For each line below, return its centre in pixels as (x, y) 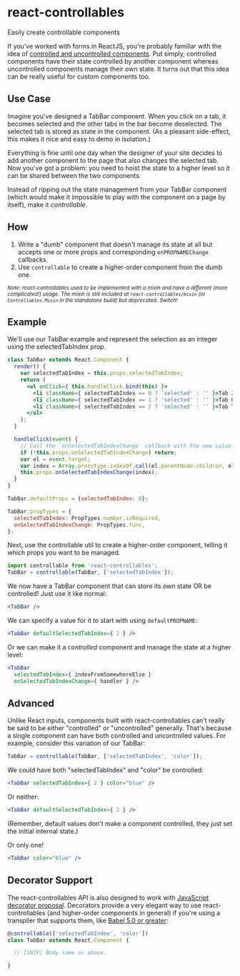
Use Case (29, 99)
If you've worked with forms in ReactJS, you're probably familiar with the (115, 46)
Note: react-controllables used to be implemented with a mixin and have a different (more (117, 288)
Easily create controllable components (64, 32)
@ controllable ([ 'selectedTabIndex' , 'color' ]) (78, 933)
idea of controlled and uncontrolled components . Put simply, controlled (112, 54)
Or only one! (26, 845)
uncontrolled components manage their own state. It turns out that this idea (119, 69)
